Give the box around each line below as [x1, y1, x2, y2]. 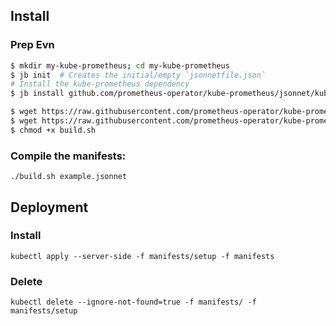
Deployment [10, 199, 89, 216]
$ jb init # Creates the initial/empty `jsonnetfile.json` [10, 70, 267, 80]
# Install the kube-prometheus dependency [10, 79, 190, 89]
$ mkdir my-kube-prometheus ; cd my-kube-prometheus [10, 60, 230, 71]
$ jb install [10, 89, 65, 99]
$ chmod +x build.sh [10, 125, 97, 135]
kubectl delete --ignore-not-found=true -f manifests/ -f [10, 297, 257, 308]
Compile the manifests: [10, 149, 127, 163]
